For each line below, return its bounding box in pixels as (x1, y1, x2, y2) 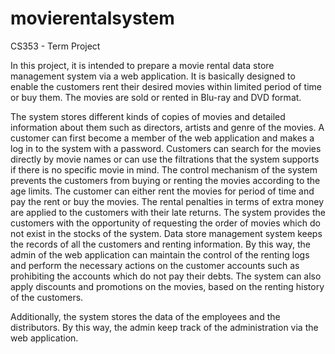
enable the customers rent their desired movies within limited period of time (10, 80, 323, 92)
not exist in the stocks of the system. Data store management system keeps (10, 227, 323, 239)
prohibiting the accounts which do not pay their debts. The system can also (10, 270, 322, 282)
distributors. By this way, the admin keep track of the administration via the (10, 321, 319, 333)
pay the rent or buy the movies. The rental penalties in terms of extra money (10, 195, 325, 207)
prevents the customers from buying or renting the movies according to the (10, 174, 321, 186)
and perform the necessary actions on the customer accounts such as (10, 259, 300, 271)
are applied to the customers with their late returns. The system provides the (10, 206, 326, 218)
